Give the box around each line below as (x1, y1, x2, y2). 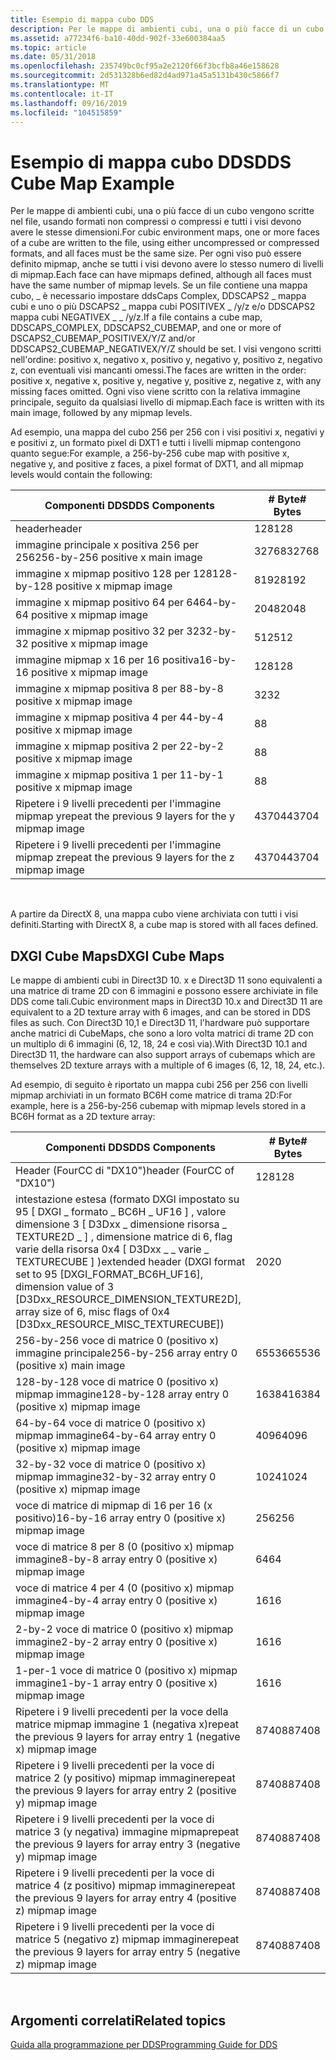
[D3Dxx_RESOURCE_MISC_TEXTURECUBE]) (15, 1317, 225, 1331)
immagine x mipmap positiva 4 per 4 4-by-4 (15, 711, 224, 725)
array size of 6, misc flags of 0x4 (15, 1305, 171, 1319)
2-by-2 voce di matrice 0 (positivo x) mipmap (15, 1622, 234, 1636)
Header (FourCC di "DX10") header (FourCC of (15, 1164, 235, 1178)
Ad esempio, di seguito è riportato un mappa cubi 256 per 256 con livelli (10, 1079, 308, 1091)
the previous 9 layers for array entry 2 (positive (15, 1784, 237, 1798)
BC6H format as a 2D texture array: (10, 1111, 156, 1123)
